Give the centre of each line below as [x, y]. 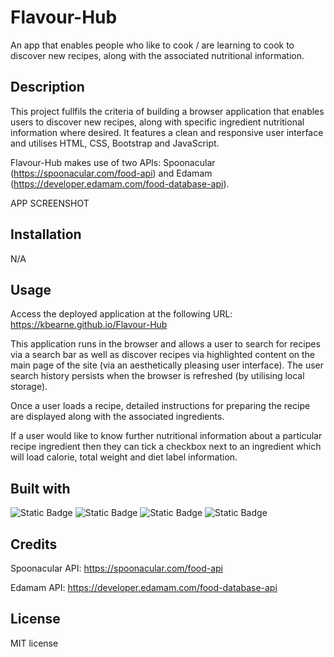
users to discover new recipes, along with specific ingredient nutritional [157, 122]
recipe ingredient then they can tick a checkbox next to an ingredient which [166, 447]
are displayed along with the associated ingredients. [117, 417]
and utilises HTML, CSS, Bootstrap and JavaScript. [115, 143]
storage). [29, 387]
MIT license [34, 643]
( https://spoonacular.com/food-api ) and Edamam [111, 173]
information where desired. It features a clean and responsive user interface [167, 132]
